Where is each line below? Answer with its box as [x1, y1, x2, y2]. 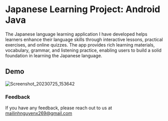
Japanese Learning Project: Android [5, 4, 160, 15]
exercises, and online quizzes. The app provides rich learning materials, [5, 42, 155, 48]
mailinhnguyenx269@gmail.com [5, 110, 72, 116]
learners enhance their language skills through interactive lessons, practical [5, 36, 163, 43]
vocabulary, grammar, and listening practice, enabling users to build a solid [5, 47, 162, 53]
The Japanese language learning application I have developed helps [5, 31, 148, 37]
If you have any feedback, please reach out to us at [5, 105, 112, 111]
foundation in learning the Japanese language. [5, 52, 103, 59]
